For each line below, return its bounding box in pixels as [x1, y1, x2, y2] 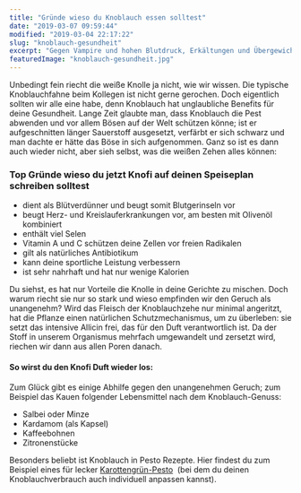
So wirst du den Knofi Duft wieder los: [9, 361, 154, 372]
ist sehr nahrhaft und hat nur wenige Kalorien [21, 266, 190, 278]
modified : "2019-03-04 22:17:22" [9, 30, 134, 39]
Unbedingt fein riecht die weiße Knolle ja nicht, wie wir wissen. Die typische [9, 80, 289, 90]
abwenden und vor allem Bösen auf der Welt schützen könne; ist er [9, 117, 257, 128]
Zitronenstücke [21, 437, 79, 448]
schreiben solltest [9, 179, 90, 192]
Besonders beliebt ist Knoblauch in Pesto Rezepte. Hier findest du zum [9, 454, 271, 465]
